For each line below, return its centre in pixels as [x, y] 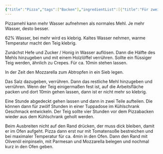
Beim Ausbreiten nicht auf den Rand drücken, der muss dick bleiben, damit [80, 126]
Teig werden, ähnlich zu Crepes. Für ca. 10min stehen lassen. [66, 62]
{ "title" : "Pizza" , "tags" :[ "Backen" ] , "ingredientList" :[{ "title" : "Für [77, 9]
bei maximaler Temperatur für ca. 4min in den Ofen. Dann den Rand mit [76, 136]
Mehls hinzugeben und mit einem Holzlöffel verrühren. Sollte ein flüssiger [78, 57]
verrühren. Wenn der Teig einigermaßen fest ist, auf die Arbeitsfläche [74, 86]
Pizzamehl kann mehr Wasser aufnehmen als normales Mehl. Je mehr [75, 23]
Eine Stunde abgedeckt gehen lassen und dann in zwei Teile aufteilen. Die [79, 101]
